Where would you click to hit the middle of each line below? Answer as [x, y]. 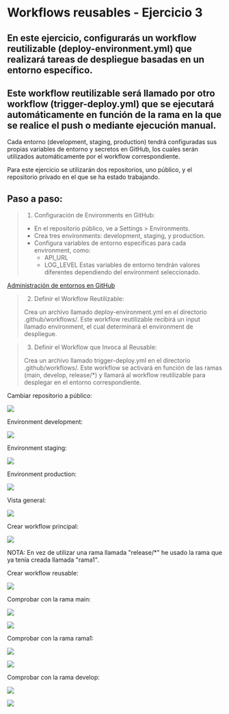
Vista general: [27, 500]
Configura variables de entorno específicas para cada [110, 243]
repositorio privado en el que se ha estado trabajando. [83, 177]
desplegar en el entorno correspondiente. [82, 383]
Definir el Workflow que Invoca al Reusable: [95, 347]
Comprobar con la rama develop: [54, 678]
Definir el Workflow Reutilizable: [79, 299]
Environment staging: [37, 448]
